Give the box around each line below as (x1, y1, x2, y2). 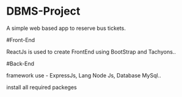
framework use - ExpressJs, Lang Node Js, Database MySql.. (6, 71, 161, 79)
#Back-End (6, 60, 35, 67)
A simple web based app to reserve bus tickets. (6, 24, 126, 32)
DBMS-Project (6, 4, 81, 18)
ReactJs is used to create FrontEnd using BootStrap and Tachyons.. (6, 48, 176, 56)
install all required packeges (6, 84, 78, 91)
